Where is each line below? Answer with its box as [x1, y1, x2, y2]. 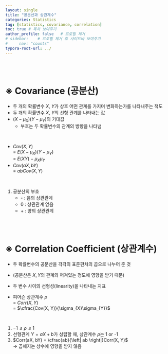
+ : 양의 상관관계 [20, 207, 54, 214]
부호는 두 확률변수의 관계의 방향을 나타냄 [20, 123, 102, 129]
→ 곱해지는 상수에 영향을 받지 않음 [12, 343, 82, 349]
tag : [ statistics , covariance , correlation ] [5, 22, 102, 27]
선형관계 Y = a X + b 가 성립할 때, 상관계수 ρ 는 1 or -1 [12, 331, 118, 337]
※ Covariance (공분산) [5, 85, 99, 97]
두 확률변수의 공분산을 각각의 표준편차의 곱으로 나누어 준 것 [12, 261, 131, 267]
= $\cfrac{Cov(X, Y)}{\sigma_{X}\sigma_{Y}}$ [12, 305, 110, 311]
